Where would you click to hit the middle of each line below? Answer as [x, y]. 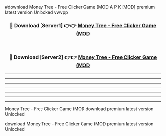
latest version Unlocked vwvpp [37, 12]
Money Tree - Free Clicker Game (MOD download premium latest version [79, 109]
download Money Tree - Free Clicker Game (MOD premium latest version [79, 124]
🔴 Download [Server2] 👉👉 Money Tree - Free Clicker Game [83, 57]
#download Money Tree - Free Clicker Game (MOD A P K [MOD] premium [80, 7]
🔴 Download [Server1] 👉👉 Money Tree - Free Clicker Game [83, 25]
